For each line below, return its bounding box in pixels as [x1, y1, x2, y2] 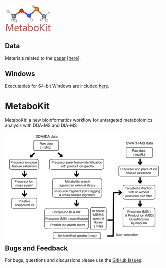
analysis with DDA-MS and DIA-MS [5, 122, 77, 128]
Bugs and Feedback [5, 244, 68, 252]
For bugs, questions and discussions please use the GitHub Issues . [5, 257, 143, 263]
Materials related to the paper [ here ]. [5, 55, 81, 61]
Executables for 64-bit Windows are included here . [5, 83, 110, 89]
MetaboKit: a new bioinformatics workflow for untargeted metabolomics [5, 117, 153, 123]
